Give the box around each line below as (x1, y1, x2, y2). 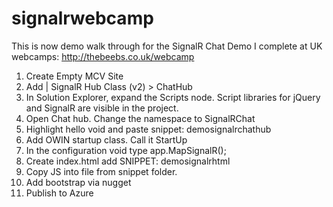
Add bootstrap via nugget (25, 176, 132, 188)
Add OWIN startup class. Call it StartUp (25, 133, 188, 146)
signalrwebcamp (11, 7, 154, 30)
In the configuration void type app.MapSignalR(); (25, 144, 227, 156)
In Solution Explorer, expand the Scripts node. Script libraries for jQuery (25, 91, 321, 103)
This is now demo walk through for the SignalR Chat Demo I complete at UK (11, 40, 323, 52)
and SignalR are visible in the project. (25, 102, 179, 114)
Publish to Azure (25, 187, 94, 199)
